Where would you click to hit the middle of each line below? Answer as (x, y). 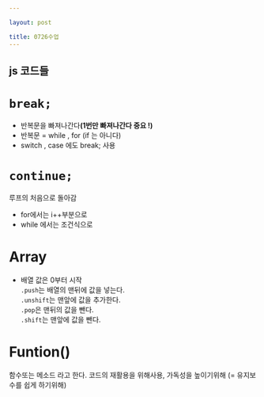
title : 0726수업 (34, 36)
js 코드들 (29, 71)
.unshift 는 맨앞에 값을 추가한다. (70, 300)
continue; (41, 176)
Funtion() (40, 351)
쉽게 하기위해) (45, 384)
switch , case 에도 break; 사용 (68, 145)
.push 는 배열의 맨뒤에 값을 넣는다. (72, 289)
